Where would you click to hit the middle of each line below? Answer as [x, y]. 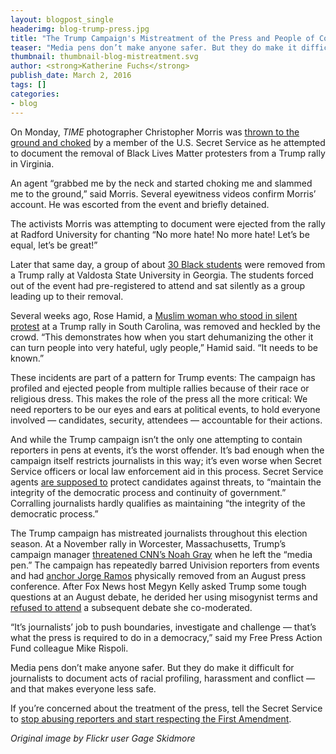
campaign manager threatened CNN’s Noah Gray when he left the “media [161, 554]
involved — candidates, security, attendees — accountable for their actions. [166, 420]
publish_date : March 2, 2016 [71, 76]
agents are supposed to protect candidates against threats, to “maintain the [166, 482]
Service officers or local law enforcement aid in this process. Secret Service [167, 471]
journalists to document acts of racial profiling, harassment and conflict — [162, 678]
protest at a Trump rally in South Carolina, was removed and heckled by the [165, 326]
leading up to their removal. [67, 296]
